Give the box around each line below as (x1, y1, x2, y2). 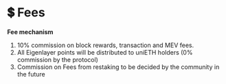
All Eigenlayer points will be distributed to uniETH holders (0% (16, 48, 193, 56)
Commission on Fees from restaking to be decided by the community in (16, 63, 220, 71)
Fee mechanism (7, 27, 54, 36)
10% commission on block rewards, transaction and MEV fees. (16, 41, 194, 49)
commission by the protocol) (16, 55, 98, 64)
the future (16, 70, 46, 78)
